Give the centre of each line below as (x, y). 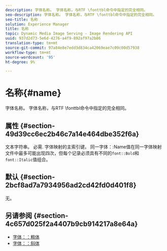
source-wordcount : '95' (30, 57)
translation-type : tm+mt (31, 43)
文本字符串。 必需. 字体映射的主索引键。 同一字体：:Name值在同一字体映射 (83, 147)
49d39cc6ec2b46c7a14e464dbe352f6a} (72, 134)
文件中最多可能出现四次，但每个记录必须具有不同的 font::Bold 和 (72, 153)
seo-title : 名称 (22, 19)
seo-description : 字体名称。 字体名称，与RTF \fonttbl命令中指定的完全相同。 (81, 15)
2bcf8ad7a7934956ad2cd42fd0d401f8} (71, 185)
